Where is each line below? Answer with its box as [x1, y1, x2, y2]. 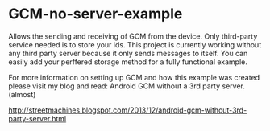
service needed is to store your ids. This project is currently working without [8, 39, 262, 49]
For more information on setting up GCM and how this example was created [8, 72, 260, 82]
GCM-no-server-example [8, 5, 183, 23]
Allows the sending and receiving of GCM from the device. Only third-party [8, 31, 258, 41]
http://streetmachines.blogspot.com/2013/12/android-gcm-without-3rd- [8, 105, 247, 115]
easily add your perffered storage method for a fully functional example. [8, 57, 247, 67]
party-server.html [8, 113, 67, 123]
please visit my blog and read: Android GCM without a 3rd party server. [8, 81, 246, 91]
